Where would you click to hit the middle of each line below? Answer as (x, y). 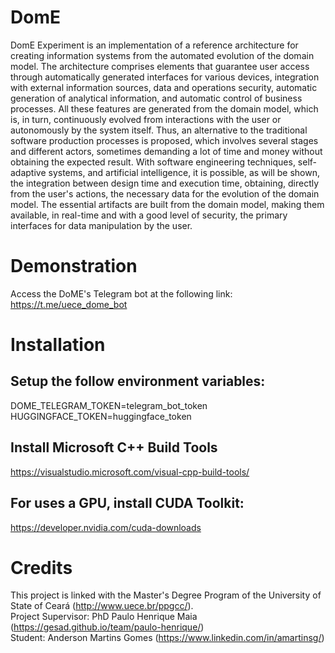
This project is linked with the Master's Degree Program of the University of (166, 595)
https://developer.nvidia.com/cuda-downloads (106, 527)
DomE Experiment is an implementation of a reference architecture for (154, 45)
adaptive (28, 172)
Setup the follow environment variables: (138, 381)
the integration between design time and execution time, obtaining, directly (165, 183)
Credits (41, 567)
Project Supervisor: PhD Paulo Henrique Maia (104, 617)
